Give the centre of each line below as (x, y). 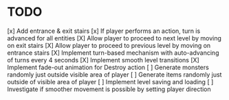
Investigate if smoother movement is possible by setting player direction (109, 89)
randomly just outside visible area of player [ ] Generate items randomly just (115, 74)
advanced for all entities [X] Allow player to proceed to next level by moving (115, 38)
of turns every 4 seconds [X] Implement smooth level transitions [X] (103, 60)
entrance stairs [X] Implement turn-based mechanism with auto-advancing (113, 53)
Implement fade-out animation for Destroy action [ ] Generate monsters (108, 67)
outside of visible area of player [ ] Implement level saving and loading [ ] (110, 82)
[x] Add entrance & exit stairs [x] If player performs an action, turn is (104, 31)
